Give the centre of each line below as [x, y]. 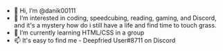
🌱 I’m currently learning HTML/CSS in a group [79, 32]
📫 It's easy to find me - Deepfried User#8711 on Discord [95, 40]
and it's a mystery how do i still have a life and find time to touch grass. [115, 25]
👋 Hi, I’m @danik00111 [45, 11]
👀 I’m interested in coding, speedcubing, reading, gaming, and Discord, [115, 18]
